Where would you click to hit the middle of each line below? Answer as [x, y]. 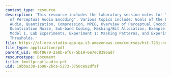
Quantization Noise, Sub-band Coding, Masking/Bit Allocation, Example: [89, 29]
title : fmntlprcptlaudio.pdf [36, 62]
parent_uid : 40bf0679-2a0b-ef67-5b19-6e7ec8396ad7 [60, 52]
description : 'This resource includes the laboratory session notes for [84, 15]
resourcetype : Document [31, 57]
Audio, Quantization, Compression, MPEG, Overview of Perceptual [81, 24]
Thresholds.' [24, 38]
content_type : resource [31, 10]
